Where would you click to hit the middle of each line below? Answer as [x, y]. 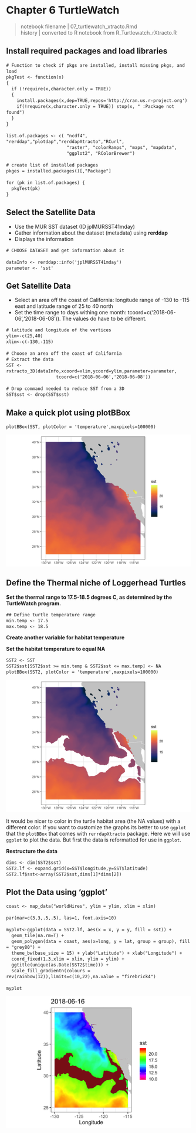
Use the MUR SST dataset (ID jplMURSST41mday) [75, 226]
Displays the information [44, 239]
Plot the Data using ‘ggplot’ [57, 892]
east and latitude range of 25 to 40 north [64, 306]
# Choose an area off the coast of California [64, 354]
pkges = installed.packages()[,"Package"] [59, 171]
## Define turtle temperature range [51, 615]
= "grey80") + [23, 948]
